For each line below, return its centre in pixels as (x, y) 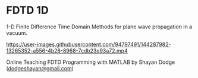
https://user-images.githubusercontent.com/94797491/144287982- (89, 44)
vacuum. (17, 32)
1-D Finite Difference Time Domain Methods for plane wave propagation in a (99, 27)
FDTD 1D (27, 10)
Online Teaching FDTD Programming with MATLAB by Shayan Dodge (91, 62)
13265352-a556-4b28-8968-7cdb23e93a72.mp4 (67, 50)
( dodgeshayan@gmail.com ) (40, 68)
